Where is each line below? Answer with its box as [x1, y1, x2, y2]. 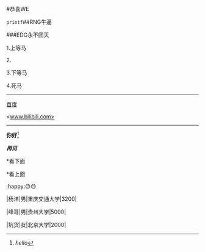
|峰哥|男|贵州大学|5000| [6, 208, 67, 215]
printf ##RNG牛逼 [6, 18, 52, 26]
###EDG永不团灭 [6, 31, 49, 38]
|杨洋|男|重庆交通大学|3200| [6, 195, 77, 203]
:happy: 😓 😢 [6, 182, 37, 190]
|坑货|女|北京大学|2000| [6, 221, 67, 228]
